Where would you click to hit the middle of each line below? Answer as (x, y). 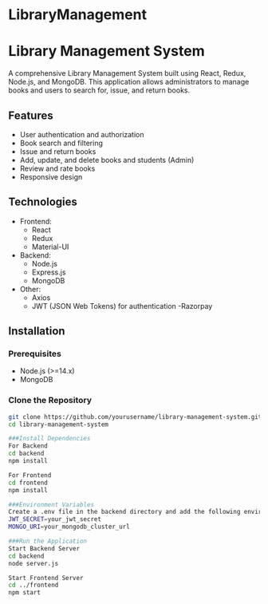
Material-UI (50, 247)
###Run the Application (48, 541)
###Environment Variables (51, 504)
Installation (37, 332)
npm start (25, 593)
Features (31, 115)
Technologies (43, 202)
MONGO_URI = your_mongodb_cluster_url (69, 527)
